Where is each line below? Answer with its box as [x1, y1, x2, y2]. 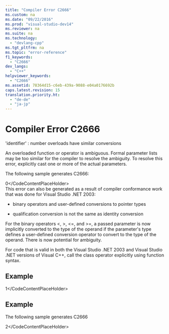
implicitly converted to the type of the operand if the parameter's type [5, 226, 152, 232]
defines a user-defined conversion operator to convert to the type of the [5, 232, 156, 238]
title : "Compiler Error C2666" [5, 7, 72, 13]
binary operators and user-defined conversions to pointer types [12, 201, 146, 207]
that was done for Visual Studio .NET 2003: [5, 191, 96, 198]
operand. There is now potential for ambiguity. [5, 237, 103, 243]
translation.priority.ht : [5, 92, 60, 97]
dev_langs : [5, 64, 28, 69]
